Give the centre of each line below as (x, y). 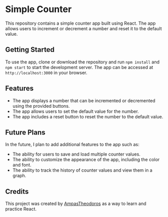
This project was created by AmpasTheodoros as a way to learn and (76, 204)
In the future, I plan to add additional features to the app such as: (72, 144)
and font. (22, 165)
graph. (19, 176)
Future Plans (25, 132)
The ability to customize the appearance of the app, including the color (86, 160)
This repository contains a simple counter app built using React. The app (80, 23)
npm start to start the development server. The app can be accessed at (79, 67)
